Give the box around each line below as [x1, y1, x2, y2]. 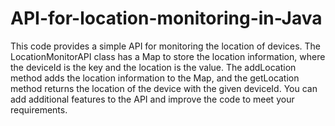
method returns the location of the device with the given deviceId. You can [10, 82, 318, 94]
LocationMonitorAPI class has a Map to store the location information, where [10, 50, 326, 62]
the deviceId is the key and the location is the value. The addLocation [10, 61, 297, 73]
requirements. [10, 103, 68, 116]
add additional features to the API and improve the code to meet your [10, 93, 295, 105]
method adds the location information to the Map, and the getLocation [10, 72, 300, 84]
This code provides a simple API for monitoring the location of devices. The [10, 40, 322, 52]
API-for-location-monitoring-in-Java [10, 7, 323, 30]
